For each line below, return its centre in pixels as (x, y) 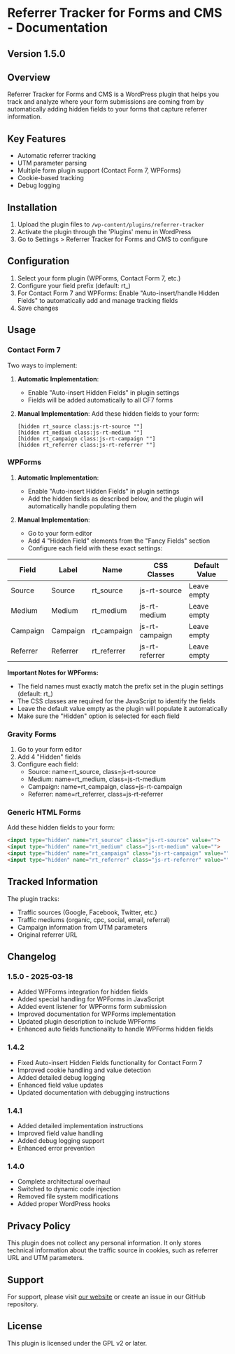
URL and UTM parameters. (46, 1258)
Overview (29, 77)
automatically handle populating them (82, 506)
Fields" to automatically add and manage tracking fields (98, 300)
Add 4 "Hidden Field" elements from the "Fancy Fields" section (119, 541)
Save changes (38, 308)
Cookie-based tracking (50, 178)
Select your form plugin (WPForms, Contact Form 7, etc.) (99, 278)
